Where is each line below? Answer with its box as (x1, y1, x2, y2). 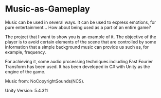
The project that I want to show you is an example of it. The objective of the (5, 34, 157, 40)
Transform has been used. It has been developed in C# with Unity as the (5, 64, 150, 70)
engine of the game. (5, 69, 46, 74)
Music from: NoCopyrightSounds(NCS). (5, 78, 85, 84)
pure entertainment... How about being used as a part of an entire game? (5, 24, 151, 30)
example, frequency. (5, 49, 46, 55)
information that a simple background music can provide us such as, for (5, 44, 149, 50)
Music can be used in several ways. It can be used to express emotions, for (5, 19, 157, 25)
